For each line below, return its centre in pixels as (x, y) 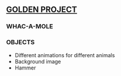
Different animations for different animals (65, 55)
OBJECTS (20, 42)
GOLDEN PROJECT (42, 10)
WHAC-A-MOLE (30, 27)
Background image (38, 61)
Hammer (26, 68)
